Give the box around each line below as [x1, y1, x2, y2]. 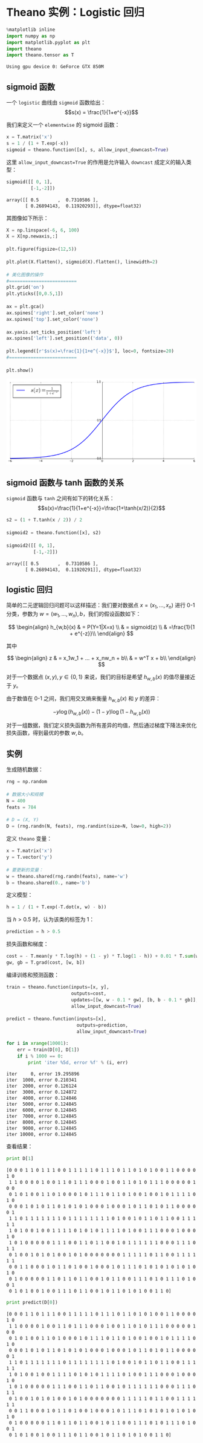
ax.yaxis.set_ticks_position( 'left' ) [6, 329, 101, 335]
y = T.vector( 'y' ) [6, 854, 53, 860]
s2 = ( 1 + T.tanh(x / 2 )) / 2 [6, 517, 83, 523]
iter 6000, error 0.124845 [6, 1107, 77, 1114]
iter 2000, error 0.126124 [6, 1083, 77, 1090]
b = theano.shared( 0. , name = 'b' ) [6, 880, 91, 886]
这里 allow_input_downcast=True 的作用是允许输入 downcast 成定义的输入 [6, 158, 187, 166]
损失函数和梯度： [6, 940, 49, 947]
